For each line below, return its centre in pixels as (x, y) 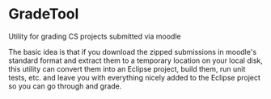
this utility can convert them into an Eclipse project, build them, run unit (127, 68)
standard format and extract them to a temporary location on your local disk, (135, 60)
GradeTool (44, 14)
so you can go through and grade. (65, 86)
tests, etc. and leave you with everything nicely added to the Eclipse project (135, 77)
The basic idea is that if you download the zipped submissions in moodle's (133, 52)
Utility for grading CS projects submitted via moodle (95, 36)
